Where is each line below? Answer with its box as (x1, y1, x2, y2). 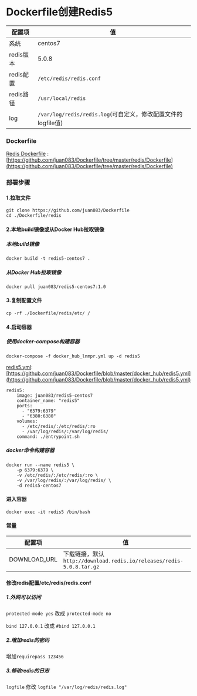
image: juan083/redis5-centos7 (16, 392, 93, 399)
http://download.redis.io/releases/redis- (63, 558, 184, 564)
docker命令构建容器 (6, 447, 55, 454)
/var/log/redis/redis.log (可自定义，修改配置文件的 (38, 110, 183, 118)
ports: (16, 403, 33, 409)
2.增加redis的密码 (6, 637, 50, 644)
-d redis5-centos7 (16, 483, 62, 488)
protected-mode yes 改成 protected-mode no (6, 610, 111, 617)
